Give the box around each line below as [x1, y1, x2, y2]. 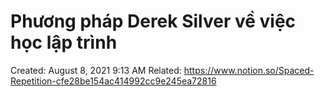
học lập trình [10, 31, 118, 54]
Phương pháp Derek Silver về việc [10, 10, 297, 33]
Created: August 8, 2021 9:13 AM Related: [10, 64, 182, 76]
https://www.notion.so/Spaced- [183, 64, 315, 76]
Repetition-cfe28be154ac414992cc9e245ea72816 [10, 75, 217, 87]
